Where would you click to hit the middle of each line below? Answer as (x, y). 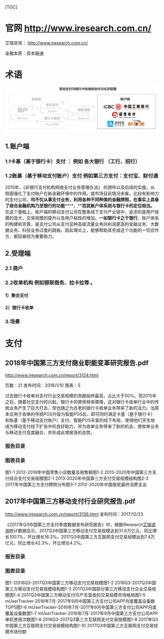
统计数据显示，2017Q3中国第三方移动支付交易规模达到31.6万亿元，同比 (81, 530)
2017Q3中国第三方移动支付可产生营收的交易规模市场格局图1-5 (83, 595)
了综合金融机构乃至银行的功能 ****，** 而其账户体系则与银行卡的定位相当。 (80, 206)
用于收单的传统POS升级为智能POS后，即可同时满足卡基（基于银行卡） (84, 414)
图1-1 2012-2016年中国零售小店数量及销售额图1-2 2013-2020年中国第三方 (79, 472)
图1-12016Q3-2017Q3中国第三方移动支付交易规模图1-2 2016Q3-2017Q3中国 (81, 583)
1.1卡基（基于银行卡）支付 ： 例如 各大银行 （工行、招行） (73, 161)
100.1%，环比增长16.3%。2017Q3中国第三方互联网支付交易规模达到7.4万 (82, 537)
